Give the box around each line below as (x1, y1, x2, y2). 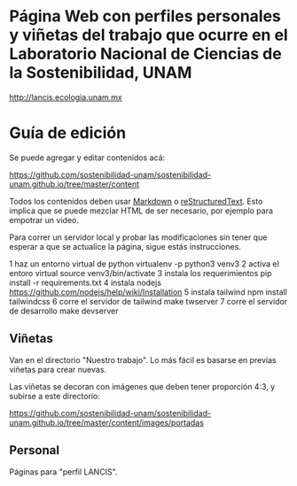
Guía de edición (9, 123, 127, 143)
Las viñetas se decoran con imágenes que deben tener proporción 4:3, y (9, 381, 276, 391)
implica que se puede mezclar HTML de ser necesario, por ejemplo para (9, 205, 273, 216)
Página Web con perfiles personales (9, 6, 282, 27)
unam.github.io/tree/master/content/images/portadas (9, 417, 204, 428)
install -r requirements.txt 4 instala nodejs (9, 277, 162, 288)
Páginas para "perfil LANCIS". (9, 467, 118, 477)
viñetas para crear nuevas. (9, 364, 107, 374)
